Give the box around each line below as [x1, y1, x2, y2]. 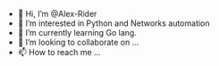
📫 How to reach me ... [17, 47, 101, 57]
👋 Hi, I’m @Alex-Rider [17, 9, 97, 19]
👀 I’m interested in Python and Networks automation [17, 18, 210, 29]
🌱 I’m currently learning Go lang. [17, 28, 137, 37]
